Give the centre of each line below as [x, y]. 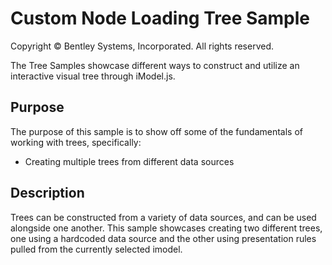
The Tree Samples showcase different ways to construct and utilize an [155, 65]
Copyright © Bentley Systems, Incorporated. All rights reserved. [142, 46]
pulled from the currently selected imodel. [96, 249]
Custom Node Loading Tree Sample [160, 18]
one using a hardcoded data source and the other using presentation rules [163, 238]
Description [47, 193]
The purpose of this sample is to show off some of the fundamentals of [157, 131]
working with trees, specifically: [76, 142]
